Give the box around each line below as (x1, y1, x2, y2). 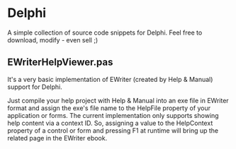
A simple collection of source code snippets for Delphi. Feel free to (7, 28, 203, 37)
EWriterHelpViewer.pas (7, 56, 113, 68)
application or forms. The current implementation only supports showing (7, 111, 219, 119)
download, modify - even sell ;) (7, 35, 99, 44)
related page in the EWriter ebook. (7, 133, 108, 142)
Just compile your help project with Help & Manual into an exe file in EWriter (7, 96, 229, 105)
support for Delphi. (7, 83, 62, 91)
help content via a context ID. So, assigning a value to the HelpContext (7, 119, 213, 127)
